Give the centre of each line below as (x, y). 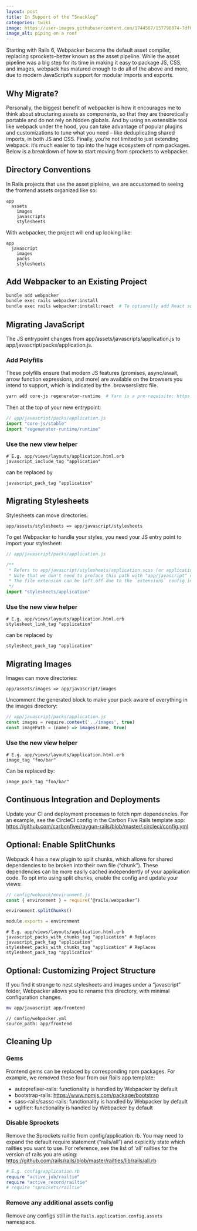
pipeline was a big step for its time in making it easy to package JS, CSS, (94, 63)
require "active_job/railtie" (43, 1177)
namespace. (21, 1222)
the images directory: (32, 706)
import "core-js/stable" (36, 424)
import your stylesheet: (34, 543)
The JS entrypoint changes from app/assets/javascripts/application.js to (93, 339)
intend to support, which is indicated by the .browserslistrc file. (82, 385)
